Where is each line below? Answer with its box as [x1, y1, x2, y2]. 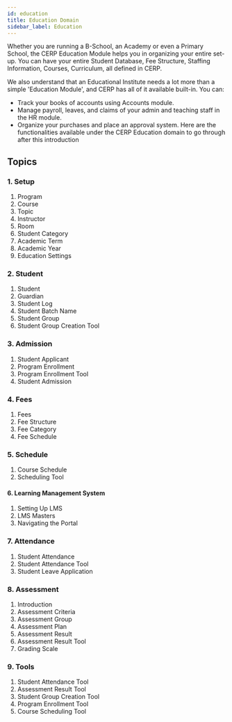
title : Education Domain [7, 17, 79, 24]
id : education [7, 10, 49, 17]
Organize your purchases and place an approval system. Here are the [17, 121, 217, 129]
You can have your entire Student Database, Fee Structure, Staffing [17, 57, 210, 65]
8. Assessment [7, 584, 59, 594]
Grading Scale [17, 645, 58, 653]
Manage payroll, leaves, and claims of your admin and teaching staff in [17, 106, 220, 115]
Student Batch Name [17, 307, 77, 315]
